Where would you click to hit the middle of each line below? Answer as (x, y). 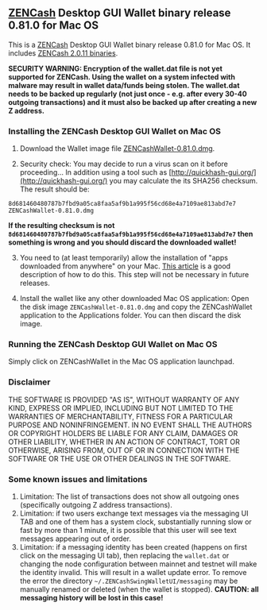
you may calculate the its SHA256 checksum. (184, 181)
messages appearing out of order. (75, 539)
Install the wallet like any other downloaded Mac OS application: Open (134, 299)
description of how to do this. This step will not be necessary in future (134, 275)
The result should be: (54, 189)
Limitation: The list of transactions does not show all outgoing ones (130, 496)
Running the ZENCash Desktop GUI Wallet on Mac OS (113, 345)
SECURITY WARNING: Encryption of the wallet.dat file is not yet (115, 68)
